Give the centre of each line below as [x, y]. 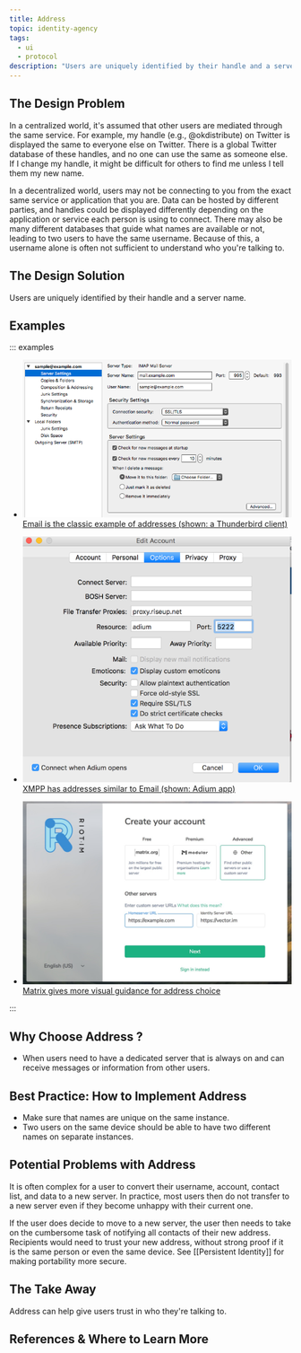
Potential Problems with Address [103, 1165]
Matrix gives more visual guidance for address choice [121, 991]
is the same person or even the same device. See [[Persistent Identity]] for [147, 1252]
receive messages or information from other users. [116, 1067]
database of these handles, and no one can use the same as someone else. [149, 154]
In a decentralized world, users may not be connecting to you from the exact [150, 190]
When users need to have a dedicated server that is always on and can [153, 1059]
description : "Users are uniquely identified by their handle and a [140, 66]
